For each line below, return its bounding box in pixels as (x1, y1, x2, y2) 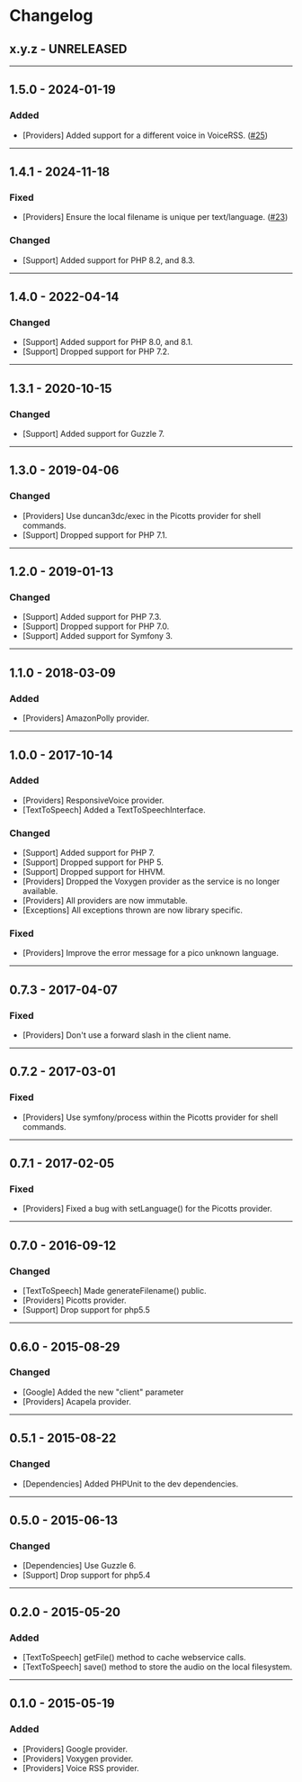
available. (22, 886, 58, 896)
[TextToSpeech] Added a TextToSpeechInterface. (22, 804, 206, 815)
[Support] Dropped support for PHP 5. (22, 857, 164, 868)
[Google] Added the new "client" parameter (22, 1387, 184, 1397)
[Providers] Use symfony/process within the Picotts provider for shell (22, 1112, 279, 1123)
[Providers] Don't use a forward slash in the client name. (22, 1030, 232, 1041)
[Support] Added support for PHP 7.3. (22, 612, 162, 623)
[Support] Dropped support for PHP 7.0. (22, 621, 170, 632)
